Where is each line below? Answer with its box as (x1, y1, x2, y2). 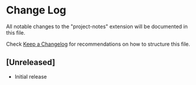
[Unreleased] (6, 57, 56, 67)
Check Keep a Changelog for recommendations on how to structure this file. (6, 40, 191, 47)
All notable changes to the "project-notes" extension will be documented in (6, 23, 188, 30)
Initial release (14, 73, 47, 80)
